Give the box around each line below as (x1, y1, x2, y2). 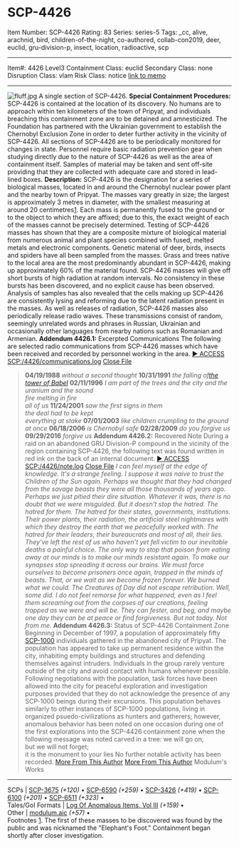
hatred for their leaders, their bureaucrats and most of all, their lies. (24, 529, 223, 539)
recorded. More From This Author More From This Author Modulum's (24, 757, 228, 766)
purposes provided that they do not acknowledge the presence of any (24, 689, 230, 698)
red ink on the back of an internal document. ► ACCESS (24, 454, 190, 462)
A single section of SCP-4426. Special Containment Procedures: (38, 91, 231, 100)
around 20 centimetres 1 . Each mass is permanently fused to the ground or (7, 205, 225, 214)
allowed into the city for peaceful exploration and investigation (24, 681, 208, 690)
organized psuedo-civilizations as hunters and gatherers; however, (24, 711, 221, 721)
